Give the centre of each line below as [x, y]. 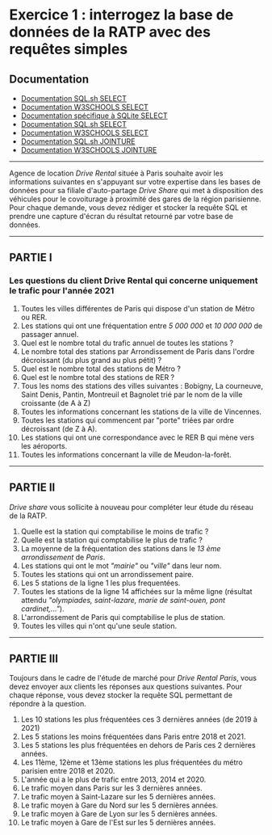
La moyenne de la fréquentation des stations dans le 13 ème [121, 548]
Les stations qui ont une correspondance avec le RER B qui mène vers [138, 437]
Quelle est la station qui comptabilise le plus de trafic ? [111, 540]
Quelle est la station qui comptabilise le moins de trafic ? [115, 531]
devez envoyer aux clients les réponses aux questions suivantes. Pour [126, 687]
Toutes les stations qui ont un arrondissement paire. [107, 574]
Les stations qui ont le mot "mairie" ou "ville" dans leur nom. [121, 565]
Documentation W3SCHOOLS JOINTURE [89, 150]
